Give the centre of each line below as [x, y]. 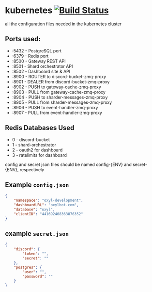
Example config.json [37, 185]
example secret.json [37, 234]
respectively [32, 169]
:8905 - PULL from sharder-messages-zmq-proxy [62, 102]
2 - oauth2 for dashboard [37, 150]
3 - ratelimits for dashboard [39, 155]
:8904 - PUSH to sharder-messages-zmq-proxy [60, 97]
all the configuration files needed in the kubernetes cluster [63, 24]
